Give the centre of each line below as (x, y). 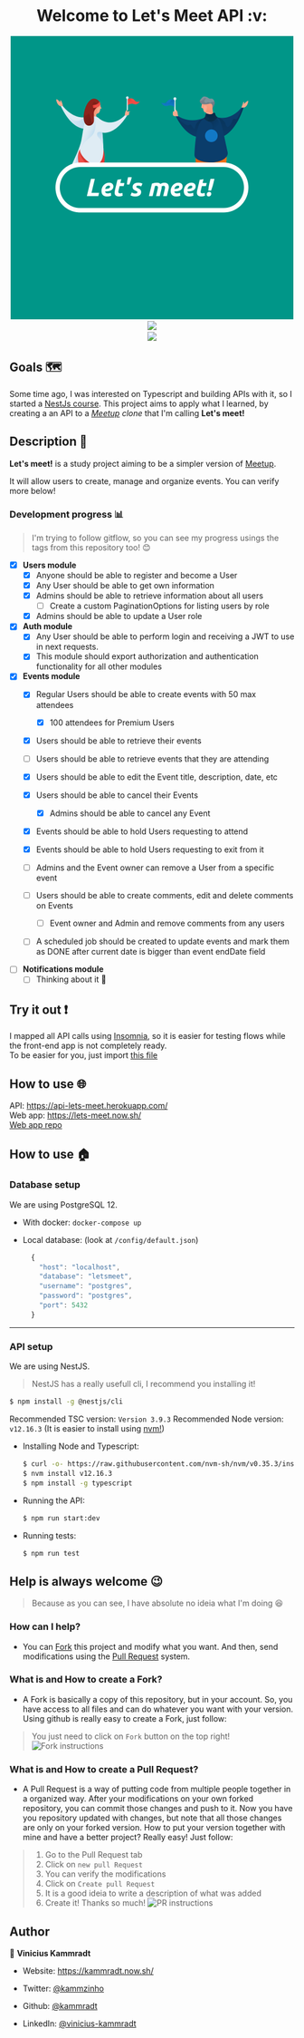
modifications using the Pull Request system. (106, 1656)
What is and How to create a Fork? (86, 1680)
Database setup (45, 1185)
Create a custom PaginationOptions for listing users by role (159, 606)
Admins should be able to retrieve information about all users (150, 596)
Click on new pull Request (94, 1865)
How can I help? (45, 1626)
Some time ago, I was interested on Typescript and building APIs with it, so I (151, 393)
